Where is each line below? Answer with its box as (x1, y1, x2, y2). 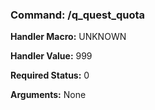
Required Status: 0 (10, 69, 90, 82)
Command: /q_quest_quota (10, 8, 146, 22)
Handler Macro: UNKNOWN (10, 31, 127, 43)
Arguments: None (10, 89, 87, 101)
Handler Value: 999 (10, 50, 93, 62)
